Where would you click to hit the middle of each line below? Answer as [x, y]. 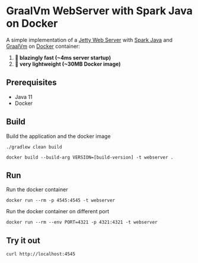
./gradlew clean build [34, 147]
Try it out [23, 240]
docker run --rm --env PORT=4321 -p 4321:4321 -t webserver [82, 222]
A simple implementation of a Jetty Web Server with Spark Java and [90, 40]
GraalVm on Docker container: [43, 46]
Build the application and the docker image [58, 136]
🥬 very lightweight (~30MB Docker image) [68, 64]
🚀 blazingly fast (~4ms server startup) [63, 57]
